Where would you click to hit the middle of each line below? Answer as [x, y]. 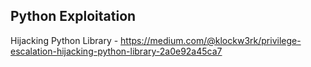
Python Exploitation [73, 16]
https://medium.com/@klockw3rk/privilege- [211, 40]
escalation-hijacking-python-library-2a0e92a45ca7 [116, 51]
